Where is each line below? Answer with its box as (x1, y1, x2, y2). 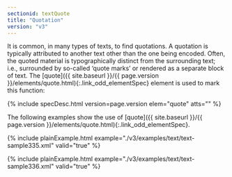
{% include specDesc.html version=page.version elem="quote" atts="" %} (7, 100, 222, 108)
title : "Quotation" (7, 17, 64, 24)
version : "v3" (7, 23, 49, 30)
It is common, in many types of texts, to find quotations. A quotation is (7, 42, 209, 51)
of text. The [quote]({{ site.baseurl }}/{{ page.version (7, 71, 159, 80)
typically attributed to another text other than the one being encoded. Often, (7, 49, 225, 58)
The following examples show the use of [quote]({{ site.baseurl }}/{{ (7, 113, 203, 121)
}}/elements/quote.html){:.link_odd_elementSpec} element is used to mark (7, 79, 220, 87)
